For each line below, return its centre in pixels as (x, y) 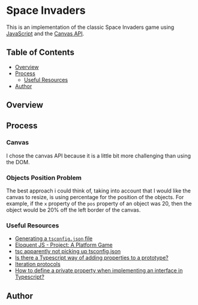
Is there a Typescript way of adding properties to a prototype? (92, 258)
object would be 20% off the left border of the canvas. (73, 210)
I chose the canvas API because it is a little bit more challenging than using (98, 156)
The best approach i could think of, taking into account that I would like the (98, 191)
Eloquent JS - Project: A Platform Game (64, 245)
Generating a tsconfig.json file (54, 239)
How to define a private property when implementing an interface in (99, 271)
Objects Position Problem (44, 177)
